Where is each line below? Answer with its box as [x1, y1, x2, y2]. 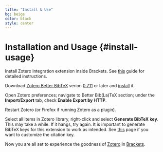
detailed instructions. [5, 74, 47, 79]
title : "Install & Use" [5, 7, 54, 12]
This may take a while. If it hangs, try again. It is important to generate [5, 121, 145, 127]
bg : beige [5, 12, 25, 17]
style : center [5, 20, 34, 26]
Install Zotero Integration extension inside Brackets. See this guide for [5, 68, 145, 74]
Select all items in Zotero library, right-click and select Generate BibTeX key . [5, 116, 159, 122]
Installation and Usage [5, 42, 97, 53]
